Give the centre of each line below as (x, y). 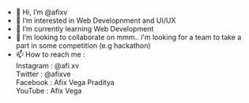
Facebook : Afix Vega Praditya (65, 82)
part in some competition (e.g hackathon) (83, 46)
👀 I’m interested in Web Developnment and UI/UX (96, 20)
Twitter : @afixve (43, 74)
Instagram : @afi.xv (47, 66)
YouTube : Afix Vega (49, 91)
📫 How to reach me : (50, 54)
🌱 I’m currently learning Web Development (85, 29)
